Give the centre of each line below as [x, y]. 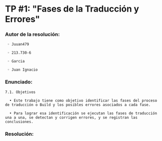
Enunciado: [19, 82]
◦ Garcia [16, 62]
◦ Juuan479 [18, 45]
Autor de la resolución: [32, 34]
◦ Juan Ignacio [22, 70]
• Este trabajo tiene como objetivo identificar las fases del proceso [83, 100]
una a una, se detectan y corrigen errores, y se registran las [71, 117]
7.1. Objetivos [20, 92]
